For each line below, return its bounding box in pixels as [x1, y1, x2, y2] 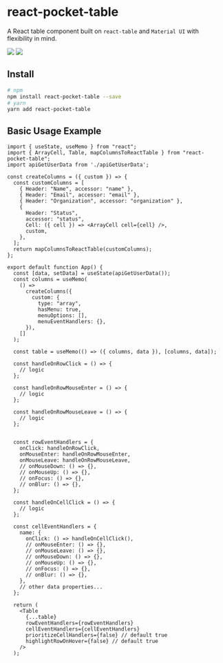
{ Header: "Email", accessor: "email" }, [19, 192, 140, 198]
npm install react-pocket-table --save [7, 93, 122, 100]
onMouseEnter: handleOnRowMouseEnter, [19, 451, 131, 458]
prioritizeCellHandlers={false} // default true [25, 632, 168, 639]
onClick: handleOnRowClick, [19, 445, 100, 452]
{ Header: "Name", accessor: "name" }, [19, 185, 134, 193]
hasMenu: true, [37, 306, 81, 314]
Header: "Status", [25, 210, 78, 217]
